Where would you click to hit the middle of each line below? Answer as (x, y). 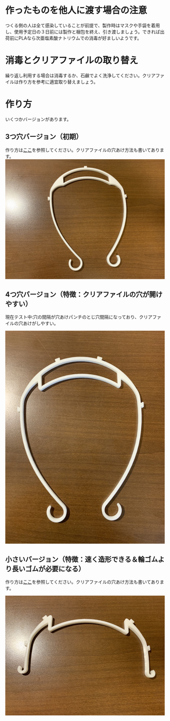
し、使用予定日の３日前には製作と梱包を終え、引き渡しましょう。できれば (83, 31)
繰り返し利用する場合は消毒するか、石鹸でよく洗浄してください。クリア (80, 75)
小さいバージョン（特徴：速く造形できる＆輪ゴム (82, 559)
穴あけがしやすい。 (38, 323)
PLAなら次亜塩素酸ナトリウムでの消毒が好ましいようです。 (80, 38)
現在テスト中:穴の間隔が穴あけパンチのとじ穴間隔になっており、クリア (79, 317)
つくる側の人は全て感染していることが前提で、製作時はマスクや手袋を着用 (83, 25)
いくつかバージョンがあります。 (38, 119)
